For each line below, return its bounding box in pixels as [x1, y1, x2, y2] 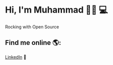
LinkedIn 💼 [5, 54, 27, 60]
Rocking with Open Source [5, 23, 59, 30]
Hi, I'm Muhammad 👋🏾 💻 [5, 4, 108, 16]
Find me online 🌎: [5, 39, 61, 47]
